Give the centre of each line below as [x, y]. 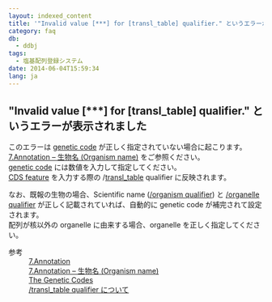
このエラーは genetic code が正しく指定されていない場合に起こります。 [127, 147]
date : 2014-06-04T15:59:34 [54, 69]
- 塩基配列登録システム [49, 62]
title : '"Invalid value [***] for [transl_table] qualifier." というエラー [135, 23]
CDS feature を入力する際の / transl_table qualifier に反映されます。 [119, 177]
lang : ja [23, 76]
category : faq [32, 31]
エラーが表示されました [88, 126]
